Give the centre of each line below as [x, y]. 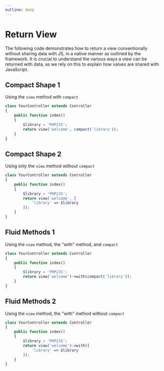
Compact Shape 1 [33, 85]
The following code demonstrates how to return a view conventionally [76, 48]
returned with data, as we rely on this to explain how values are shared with [82, 64]
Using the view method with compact [42, 97]
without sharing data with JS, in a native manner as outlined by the [73, 53]
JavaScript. [17, 69]
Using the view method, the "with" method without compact [65, 313]
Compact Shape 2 [33, 154]
